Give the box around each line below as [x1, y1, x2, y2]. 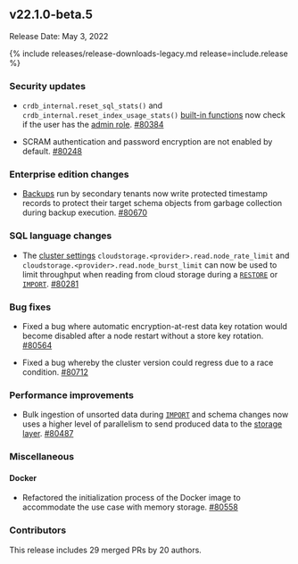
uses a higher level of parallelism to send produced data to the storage [21, 419, 283, 429]
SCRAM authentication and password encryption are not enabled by [21, 137, 273, 147]
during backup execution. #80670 [21, 207, 148, 218]
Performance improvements [9, 388, 134, 401]
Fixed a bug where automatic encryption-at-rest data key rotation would [21, 321, 288, 331]
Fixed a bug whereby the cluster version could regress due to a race [21, 357, 274, 368]
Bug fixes [9, 301, 52, 313]
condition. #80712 [21, 367, 89, 377]
